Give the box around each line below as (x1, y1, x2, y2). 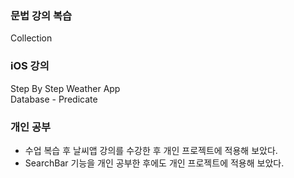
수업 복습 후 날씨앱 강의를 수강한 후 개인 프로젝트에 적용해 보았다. (24, 144, 278, 156)
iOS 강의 (10, 59, 50, 73)
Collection (10, 32, 53, 44)
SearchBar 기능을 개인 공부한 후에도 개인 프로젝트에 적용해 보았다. (24, 157, 285, 169)
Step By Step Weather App (10, 82, 121, 94)
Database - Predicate (10, 93, 98, 105)
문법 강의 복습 (10, 8, 73, 22)
